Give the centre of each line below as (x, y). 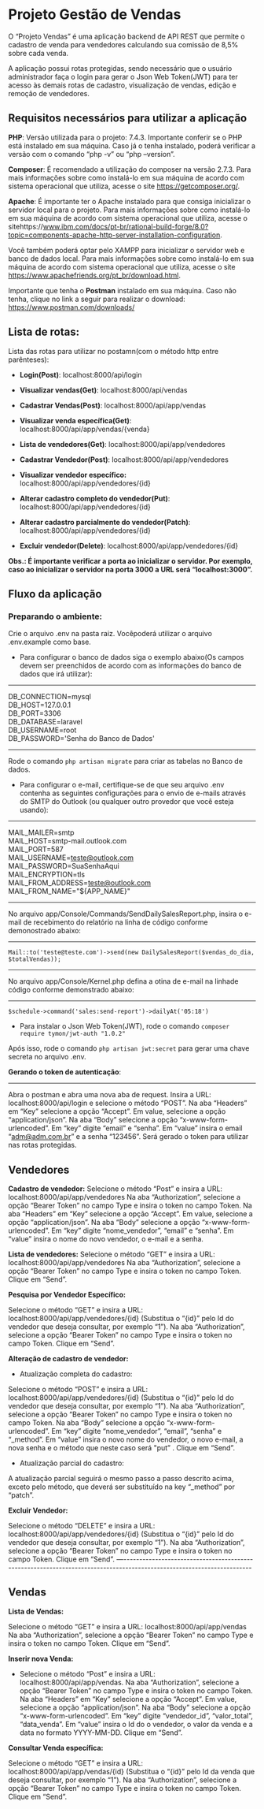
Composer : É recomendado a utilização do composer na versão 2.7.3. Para (130, 169)
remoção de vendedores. (49, 93)
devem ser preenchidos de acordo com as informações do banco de (130, 666)
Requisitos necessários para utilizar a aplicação (128, 119)
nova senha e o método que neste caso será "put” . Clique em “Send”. (122, 1448)
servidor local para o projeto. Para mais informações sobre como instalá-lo (129, 210)
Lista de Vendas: (36, 1611)
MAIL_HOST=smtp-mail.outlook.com (68, 841)
